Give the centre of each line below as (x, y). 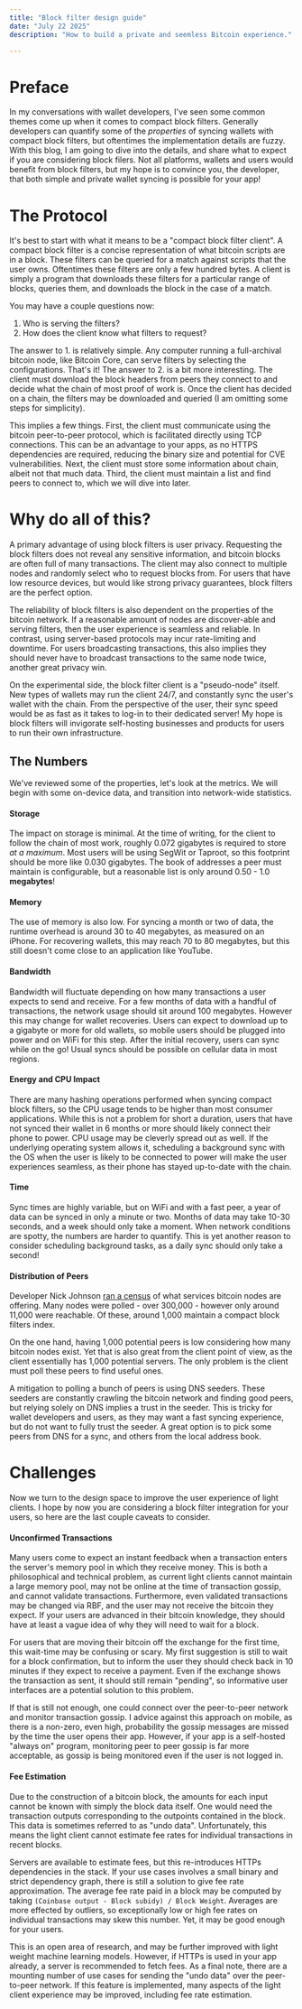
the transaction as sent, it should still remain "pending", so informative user (149, 1680)
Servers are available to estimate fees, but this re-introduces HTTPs (135, 1862)
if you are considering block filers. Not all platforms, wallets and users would (151, 160)
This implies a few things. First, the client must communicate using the (140, 426)
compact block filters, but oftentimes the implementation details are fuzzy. (147, 141)
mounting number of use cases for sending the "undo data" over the (137, 1975)
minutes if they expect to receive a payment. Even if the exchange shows (145, 1671)
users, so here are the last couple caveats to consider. (110, 1517)
